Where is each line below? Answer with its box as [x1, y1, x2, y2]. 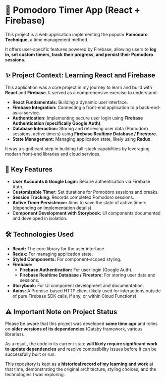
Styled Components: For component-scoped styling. [12, 256, 121, 262]
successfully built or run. [5, 351, 56, 357]
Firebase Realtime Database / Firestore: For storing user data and [19, 272, 156, 278]
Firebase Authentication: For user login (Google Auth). [19, 267, 133, 273]
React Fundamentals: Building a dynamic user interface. [12, 99, 128, 105]
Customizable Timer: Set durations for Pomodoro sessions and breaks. [12, 189, 159, 195]
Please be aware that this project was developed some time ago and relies [5, 321, 158, 327]
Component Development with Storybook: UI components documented [12, 210, 161, 216]
